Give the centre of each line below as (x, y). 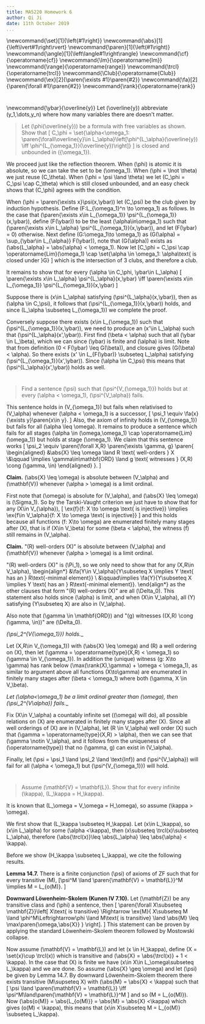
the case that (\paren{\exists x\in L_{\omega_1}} (66, 215)
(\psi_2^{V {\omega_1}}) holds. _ (45, 634)
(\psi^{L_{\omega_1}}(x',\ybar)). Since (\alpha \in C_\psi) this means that (96, 361)
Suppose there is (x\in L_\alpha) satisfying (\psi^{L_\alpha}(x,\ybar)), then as (102, 297)
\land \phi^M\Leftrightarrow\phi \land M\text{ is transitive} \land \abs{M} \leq (103, 918)
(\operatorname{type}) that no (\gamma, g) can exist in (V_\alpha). (89, 747)
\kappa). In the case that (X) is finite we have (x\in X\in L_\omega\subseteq (100, 962)
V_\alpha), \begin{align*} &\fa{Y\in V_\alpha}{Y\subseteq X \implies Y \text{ (100, 571)
